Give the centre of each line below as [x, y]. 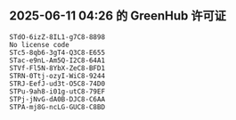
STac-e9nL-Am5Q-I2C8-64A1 [57, 60]
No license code [39, 44]
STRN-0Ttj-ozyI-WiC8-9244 [57, 76]
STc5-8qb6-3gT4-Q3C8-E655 [57, 52]
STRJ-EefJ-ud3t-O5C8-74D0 [57, 84]
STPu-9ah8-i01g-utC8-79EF [57, 92]
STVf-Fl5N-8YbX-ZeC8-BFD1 [57, 68]
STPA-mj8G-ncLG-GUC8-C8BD [57, 107]
